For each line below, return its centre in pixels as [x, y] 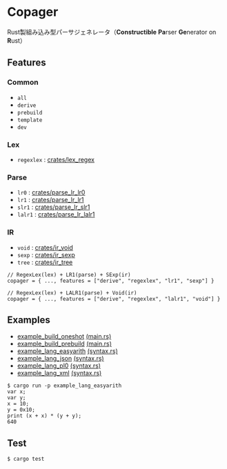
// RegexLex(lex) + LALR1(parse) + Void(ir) [72, 293]
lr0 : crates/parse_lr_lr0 [51, 192]
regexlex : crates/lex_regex [56, 159]
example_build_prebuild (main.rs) [65, 344]
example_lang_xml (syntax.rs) [59, 373]
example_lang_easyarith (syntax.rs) [68, 351]
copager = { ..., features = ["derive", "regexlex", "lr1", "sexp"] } [111, 281]
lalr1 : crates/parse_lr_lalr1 [56, 214]
